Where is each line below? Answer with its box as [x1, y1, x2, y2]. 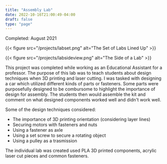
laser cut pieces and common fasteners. [5, 153, 89, 159]
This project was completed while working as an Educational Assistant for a [5, 65, 162, 71]
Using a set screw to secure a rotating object [12, 132, 106, 139]
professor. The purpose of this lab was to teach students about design [5, 70, 151, 76]
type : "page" [5, 21, 33, 27]
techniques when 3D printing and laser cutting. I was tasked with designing [5, 75, 161, 81]
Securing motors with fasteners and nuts [12, 122, 97, 128]
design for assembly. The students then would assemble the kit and [5, 91, 146, 97]
